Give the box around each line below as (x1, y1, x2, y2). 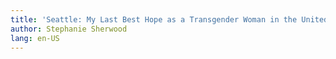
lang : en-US (10, 33, 60, 43)
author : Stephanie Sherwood (10, 24, 128, 34)
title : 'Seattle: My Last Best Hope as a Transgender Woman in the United (10, 14, 329, 25)
